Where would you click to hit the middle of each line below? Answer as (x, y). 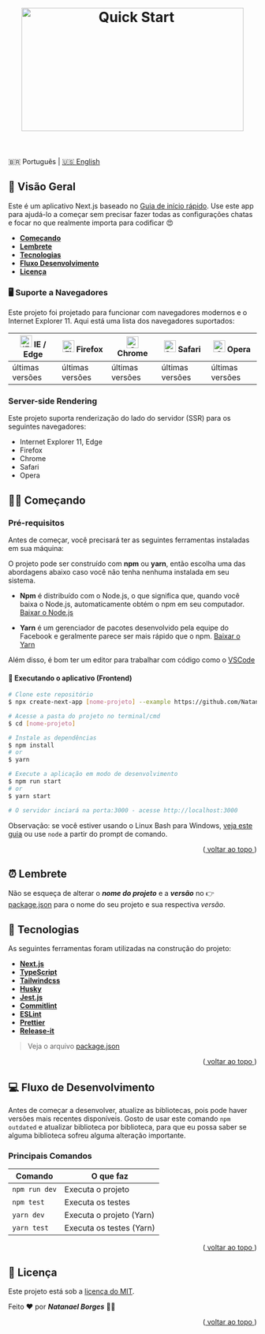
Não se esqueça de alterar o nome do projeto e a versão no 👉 (111, 894)
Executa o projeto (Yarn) (110, 1216)
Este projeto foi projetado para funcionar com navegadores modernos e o (128, 313)
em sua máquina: (36, 549)
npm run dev (35, 1190)
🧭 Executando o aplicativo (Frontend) (70, 678)
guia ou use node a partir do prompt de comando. (88, 834)
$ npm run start (35, 781)
